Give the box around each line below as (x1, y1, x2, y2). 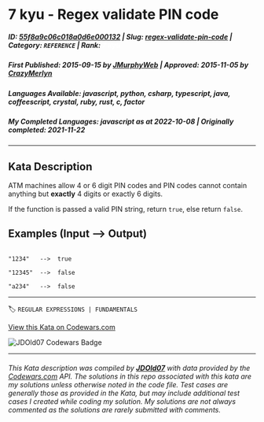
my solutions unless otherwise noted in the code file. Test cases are (8, 379, 229, 389)
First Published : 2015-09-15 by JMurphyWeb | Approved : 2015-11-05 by (8, 61, 249, 70)
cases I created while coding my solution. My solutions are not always (8, 396, 236, 406)
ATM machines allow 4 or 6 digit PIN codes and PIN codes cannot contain (8, 181, 247, 191)
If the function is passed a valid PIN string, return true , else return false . (8, 205, 244, 214)
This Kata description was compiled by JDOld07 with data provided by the (8, 363, 251, 372)
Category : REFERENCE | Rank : (8, 40, 101, 50)
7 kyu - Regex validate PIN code (8, 6, 219, 24)
